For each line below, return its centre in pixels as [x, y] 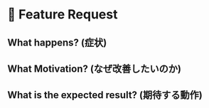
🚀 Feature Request [63, 15]
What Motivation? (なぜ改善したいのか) [95, 69]
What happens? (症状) [57, 42]
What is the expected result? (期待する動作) [105, 95]
